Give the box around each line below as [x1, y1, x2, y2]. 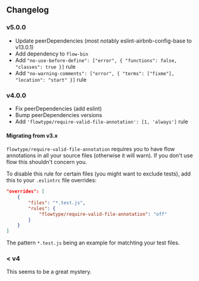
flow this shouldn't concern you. [6, 158, 87, 166]
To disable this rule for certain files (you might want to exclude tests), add [6, 170, 191, 177]
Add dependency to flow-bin [15, 50, 88, 57]
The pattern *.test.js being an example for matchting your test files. [6, 239, 180, 246]
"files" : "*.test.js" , [28, 199, 86, 206]
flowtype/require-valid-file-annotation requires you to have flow [6, 146, 175, 153]
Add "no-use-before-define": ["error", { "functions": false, [15, 56, 178, 63]
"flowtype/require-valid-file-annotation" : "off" [38, 211, 167, 217]
